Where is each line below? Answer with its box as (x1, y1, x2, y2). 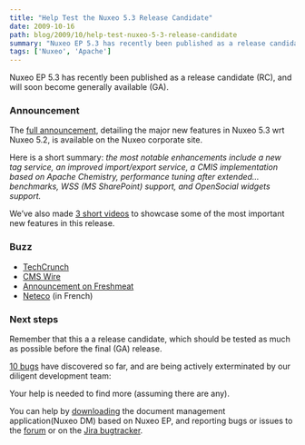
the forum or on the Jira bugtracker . (9, 425, 143, 436)
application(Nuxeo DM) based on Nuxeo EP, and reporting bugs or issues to (9, 415, 293, 427)
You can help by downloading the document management (9, 406, 226, 417)
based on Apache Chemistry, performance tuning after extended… (9, 172, 260, 183)
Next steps (9, 312, 59, 325)
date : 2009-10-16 (9, 22, 75, 31)
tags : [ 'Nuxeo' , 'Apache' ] (9, 47, 112, 56)
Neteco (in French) (22, 290, 93, 301)
